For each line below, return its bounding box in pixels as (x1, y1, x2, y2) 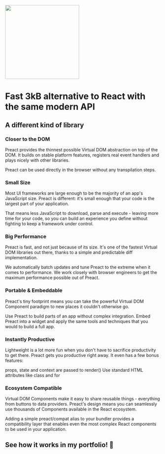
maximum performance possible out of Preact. (5, 275, 99, 280)
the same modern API (5, 101, 95, 112)
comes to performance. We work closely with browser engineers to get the (5, 270, 158, 276)
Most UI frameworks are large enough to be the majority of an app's (5, 190, 143, 196)
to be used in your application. (5, 426, 67, 432)
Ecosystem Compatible (5, 384, 63, 391)
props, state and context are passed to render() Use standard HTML (5, 367, 143, 373)
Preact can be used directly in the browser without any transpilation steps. (5, 167, 156, 173)
